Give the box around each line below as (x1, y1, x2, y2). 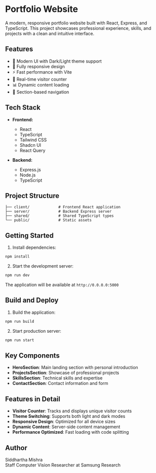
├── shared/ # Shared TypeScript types (5, 213, 114, 218)
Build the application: (12, 309, 55, 315)
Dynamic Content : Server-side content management (12, 424, 120, 430)
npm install (5, 254, 30, 259)
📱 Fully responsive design (12, 63, 65, 69)
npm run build (5, 319, 35, 324)
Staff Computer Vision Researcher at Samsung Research (5, 462, 121, 468)
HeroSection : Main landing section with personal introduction (12, 365, 139, 371)
